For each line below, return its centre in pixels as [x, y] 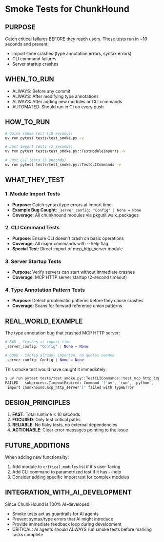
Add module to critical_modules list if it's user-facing [66, 467]
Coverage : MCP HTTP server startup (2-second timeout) [70, 277]
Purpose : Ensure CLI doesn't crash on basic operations [68, 238]
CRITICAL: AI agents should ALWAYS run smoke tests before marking [82, 529]
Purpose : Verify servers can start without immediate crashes [73, 272]
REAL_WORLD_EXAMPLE [44, 321]
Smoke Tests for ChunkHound [67, 9]
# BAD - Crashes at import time [38, 342]
